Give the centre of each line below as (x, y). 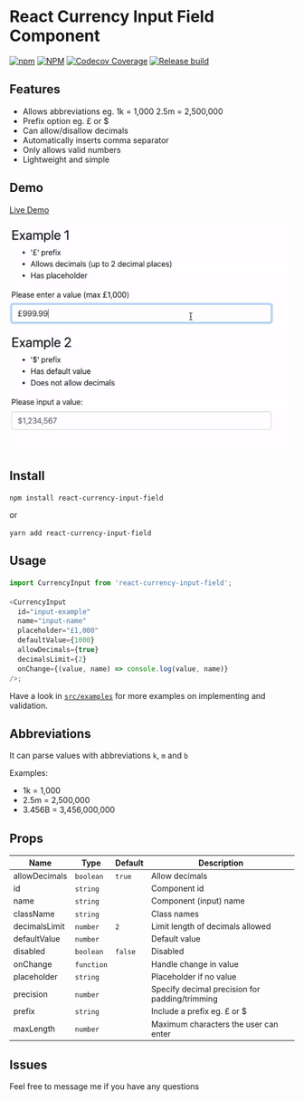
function (91, 965)
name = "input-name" (52, 621)
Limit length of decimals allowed (211, 926)
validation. (28, 705)
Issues (28, 1064)
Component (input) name (198, 901)
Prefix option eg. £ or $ (66, 120)
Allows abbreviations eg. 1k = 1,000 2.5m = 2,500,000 (123, 111)
